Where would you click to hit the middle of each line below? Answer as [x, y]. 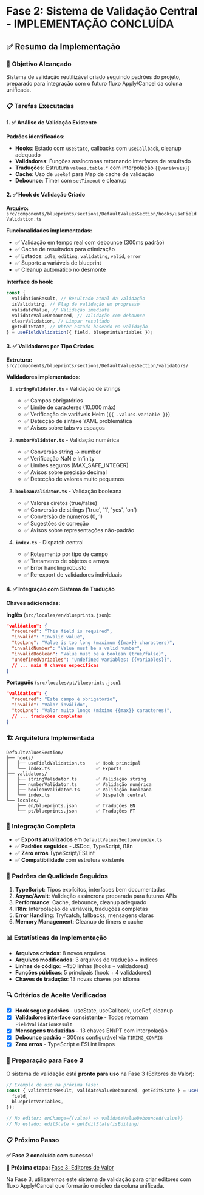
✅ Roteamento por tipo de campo [66, 554]
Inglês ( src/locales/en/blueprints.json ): [59, 615]
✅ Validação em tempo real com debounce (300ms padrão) [90, 242]
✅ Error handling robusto [55, 568]
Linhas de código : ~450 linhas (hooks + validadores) [82, 966]
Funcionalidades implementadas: [49, 231]
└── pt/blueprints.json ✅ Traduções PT [76, 811]
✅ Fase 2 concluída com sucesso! [50, 1156]
